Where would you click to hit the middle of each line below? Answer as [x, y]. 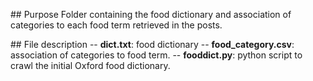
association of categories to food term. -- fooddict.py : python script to [156, 55]
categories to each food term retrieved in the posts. [116, 25]
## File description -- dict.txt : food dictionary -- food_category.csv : [152, 44]
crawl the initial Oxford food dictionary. [90, 65]
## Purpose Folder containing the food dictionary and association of [151, 14]
